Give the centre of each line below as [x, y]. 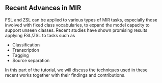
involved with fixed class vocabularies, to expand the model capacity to [77, 25]
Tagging [21, 55]
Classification [26, 45]
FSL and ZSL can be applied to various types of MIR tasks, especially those [81, 20]
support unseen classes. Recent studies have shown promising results [76, 30]
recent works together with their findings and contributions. [65, 75]
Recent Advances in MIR [43, 8]
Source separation [31, 60]
